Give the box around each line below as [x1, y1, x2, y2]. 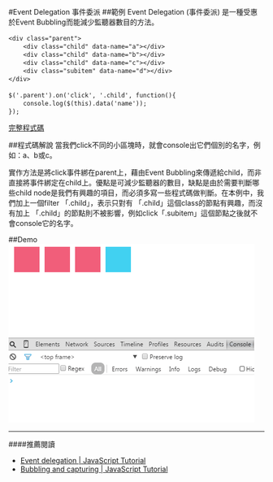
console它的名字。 [15, 219, 79, 228]
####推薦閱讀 [8, 440, 55, 449]
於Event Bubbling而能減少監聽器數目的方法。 [8, 17, 159, 27]
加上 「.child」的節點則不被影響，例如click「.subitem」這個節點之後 [15, 208, 244, 218]
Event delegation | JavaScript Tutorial [19, 456, 146, 465]
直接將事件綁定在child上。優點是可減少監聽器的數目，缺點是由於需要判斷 [8, 178, 253, 187]
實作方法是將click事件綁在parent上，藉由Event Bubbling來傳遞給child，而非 [8, 167, 262, 177]
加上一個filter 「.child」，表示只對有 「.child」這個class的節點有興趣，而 [15, 198, 256, 207]
